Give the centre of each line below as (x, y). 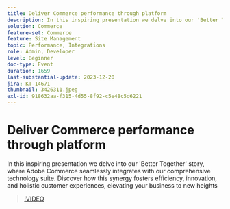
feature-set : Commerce (39, 33)
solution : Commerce (35, 26)
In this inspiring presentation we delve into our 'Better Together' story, (106, 163)
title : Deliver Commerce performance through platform (87, 13)
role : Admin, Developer (41, 52)
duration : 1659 (29, 71)
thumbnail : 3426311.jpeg (42, 90)
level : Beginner (30, 58)
